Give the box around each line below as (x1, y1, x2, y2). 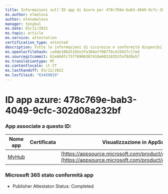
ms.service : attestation (5, 36, 57, 41)
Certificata (29, 139, 56, 146)
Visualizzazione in (101, 139, 147, 146)
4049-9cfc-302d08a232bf (5, 105, 121, 116)
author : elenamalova (5, 17, 48, 22)
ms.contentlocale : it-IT (5, 63, 57, 68)
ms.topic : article (5, 31, 43, 36)
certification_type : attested (5, 40, 68, 45)
